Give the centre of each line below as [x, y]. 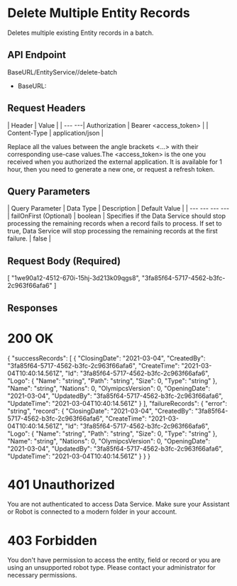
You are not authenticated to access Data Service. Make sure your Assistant [118, 504]
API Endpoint [37, 55]
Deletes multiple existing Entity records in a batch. [81, 33]
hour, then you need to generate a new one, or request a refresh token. [111, 169]
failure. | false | [29, 238]
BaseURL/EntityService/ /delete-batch [62, 72]
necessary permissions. [42, 575]
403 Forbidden [52, 540]
